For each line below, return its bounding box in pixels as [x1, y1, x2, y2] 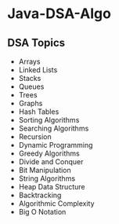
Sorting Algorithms [18, 116, 80, 124]
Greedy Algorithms [18, 149, 80, 158]
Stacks [18, 74, 41, 83]
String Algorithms [18, 174, 76, 183]
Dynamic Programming [18, 141, 93, 149]
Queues [18, 82, 45, 91]
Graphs [18, 99, 43, 108]
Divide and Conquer [18, 157, 84, 166]
